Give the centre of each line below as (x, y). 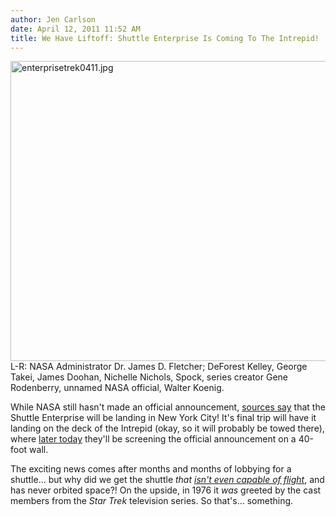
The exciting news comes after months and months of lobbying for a (151, 469)
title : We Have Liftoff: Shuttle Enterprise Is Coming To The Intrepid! (165, 38)
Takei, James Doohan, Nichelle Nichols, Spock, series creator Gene (149, 377)
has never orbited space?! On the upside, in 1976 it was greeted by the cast (166, 490)
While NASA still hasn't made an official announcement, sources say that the (168, 407)
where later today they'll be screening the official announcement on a (153, 439)
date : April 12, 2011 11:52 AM (75, 29)
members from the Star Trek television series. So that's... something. (152, 501)
